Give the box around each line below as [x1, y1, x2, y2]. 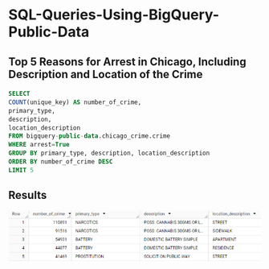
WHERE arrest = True [8, 141, 70, 149]
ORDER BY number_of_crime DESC [8, 158, 113, 166]
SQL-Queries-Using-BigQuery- [8, 6, 219, 24]
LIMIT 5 [8, 166, 35, 174]
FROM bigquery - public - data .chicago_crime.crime [8, 132, 171, 140]
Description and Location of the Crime [8, 67, 203, 81]
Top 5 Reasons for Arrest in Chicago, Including [8, 55, 247, 68]
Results [8, 188, 47, 202]
